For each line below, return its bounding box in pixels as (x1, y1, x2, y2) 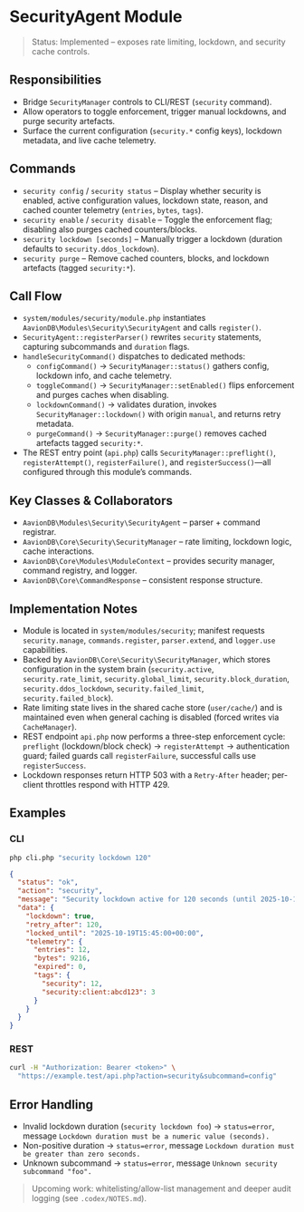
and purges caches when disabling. (35, 390, 169, 401)
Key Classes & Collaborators (9, 492, 174, 509)
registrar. (22, 527, 57, 538)
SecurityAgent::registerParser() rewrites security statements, (22, 332, 262, 343)
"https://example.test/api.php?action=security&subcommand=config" (17, 1071, 278, 1081)
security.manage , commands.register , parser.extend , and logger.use (22, 635, 276, 645)
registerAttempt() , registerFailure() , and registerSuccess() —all (22, 457, 271, 468)
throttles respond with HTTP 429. (44, 780, 170, 790)
